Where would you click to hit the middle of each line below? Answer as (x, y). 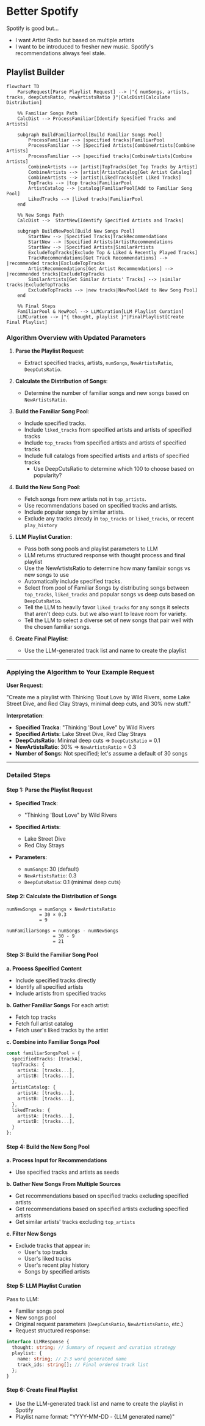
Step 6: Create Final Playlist (42, 1390)
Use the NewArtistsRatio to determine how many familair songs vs (107, 568)
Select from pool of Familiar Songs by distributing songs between (106, 588)
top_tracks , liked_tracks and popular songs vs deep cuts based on (110, 595)
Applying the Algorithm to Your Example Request (80, 672)
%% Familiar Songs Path (48, 113)
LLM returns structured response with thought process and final (105, 555)
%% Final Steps (37, 306)
